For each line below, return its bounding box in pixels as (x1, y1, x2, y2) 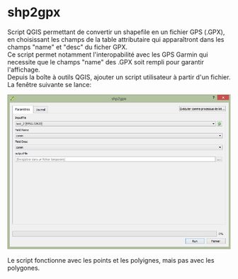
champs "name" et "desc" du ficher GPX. (7, 42, 127, 51)
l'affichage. (7, 65, 40, 74)
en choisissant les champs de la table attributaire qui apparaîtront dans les (7, 35, 225, 43)
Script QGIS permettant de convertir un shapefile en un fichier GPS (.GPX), (7, 28, 225, 36)
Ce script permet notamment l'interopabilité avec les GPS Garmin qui (7, 50, 209, 59)
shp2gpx (7, 4, 61, 21)
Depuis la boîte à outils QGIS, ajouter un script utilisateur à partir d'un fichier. (7, 72, 231, 81)
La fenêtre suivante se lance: (7, 80, 92, 89)
